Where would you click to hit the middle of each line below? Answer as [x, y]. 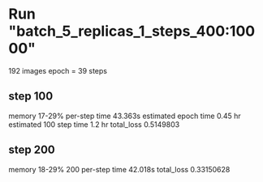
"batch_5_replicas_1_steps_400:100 [132, 31]
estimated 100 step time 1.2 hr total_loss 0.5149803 [94, 124]
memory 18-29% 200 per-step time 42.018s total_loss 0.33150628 [119, 169]
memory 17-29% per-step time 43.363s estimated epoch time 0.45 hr [125, 116]
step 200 [32, 150]
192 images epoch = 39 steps [58, 70]
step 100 [31, 97]
